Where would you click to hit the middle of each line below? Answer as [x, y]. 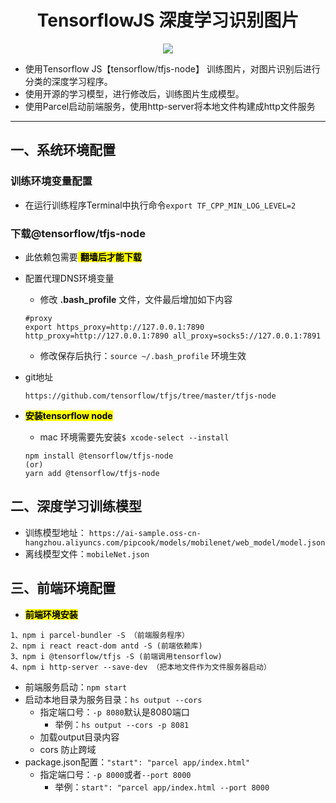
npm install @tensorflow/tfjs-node [99, 456]
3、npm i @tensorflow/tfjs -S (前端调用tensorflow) [116, 656]
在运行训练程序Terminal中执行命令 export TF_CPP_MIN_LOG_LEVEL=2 [160, 205]
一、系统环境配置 [63, 150]
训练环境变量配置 [51, 181]
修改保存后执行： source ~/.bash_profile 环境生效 [143, 355]
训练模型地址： [55, 532]
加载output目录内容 [79, 737]
